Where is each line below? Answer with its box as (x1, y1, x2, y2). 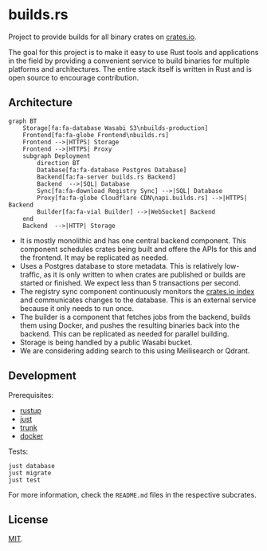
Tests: (8, 447, 29, 456)
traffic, (19, 270, 42, 279)
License (8, 513, 49, 526)
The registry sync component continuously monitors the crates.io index (19, 286, 255, 296)
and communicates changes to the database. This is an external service (19, 295, 257, 305)
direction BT (37, 159, 80, 167)
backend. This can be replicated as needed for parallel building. (19, 329, 230, 338)
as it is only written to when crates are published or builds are (43, 270, 245, 279)
